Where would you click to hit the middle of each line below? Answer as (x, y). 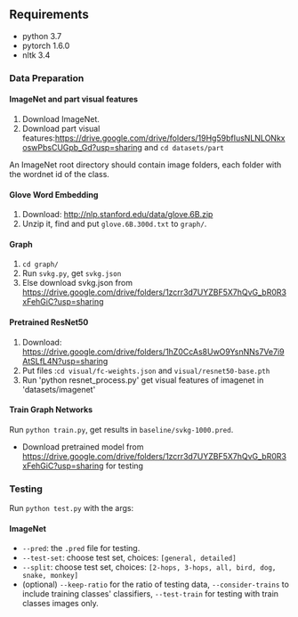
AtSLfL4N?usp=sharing (65, 361)
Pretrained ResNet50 (49, 322)
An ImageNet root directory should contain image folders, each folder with (145, 165)
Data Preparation (47, 77)
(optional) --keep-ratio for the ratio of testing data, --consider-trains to (155, 585)
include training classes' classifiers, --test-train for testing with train (150, 594)
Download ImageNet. (61, 118)
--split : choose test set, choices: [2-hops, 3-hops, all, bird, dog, (149, 567)
